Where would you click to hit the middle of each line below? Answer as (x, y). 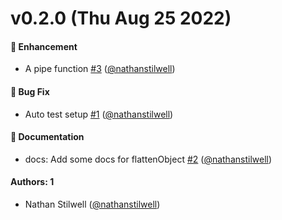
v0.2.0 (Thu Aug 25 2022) (121, 18)
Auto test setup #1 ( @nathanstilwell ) (99, 114)
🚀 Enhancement (44, 46)
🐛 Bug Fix (30, 91)
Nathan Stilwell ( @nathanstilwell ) (92, 204)
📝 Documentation (47, 137)
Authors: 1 (32, 182)
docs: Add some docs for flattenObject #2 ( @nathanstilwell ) (148, 159)
